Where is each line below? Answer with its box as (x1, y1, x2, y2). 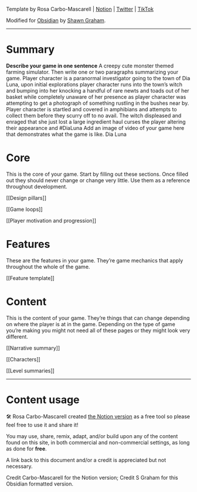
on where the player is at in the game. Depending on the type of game (6, 320, 176, 327)
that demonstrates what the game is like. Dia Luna (6, 131, 127, 138)
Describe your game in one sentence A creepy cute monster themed (6, 62, 174, 69)
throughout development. (6, 183, 67, 190)
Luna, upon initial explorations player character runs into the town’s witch (6, 81, 183, 88)
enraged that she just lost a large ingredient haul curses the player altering (6, 118, 186, 125)
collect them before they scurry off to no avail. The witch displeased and (6, 112, 182, 119)
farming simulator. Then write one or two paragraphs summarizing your (6, 68, 179, 76)
